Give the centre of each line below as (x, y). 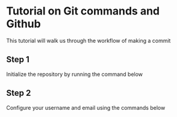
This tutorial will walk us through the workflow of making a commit (88, 40)
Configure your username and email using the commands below (86, 107)
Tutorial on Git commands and (83, 11)
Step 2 (19, 93)
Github (23, 24)
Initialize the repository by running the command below (75, 74)
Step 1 (18, 59)
